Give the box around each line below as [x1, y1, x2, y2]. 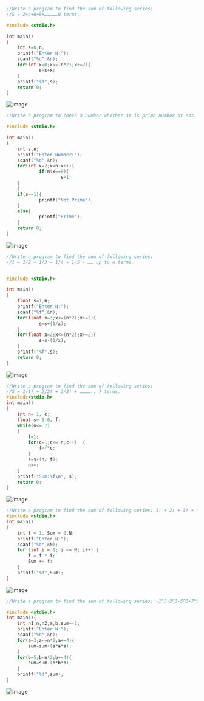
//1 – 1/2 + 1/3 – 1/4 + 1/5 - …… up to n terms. [6, 259, 135, 265]
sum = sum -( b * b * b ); [28, 660, 72, 666]
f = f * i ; [28, 553, 56, 559]
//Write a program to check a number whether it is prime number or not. [6, 113, 197, 119]
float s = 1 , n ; [17, 298, 50, 304]
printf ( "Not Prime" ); [38, 197, 94, 203]
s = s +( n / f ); [28, 456, 59, 462]
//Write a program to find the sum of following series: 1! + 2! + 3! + [6, 507, 194, 514]
